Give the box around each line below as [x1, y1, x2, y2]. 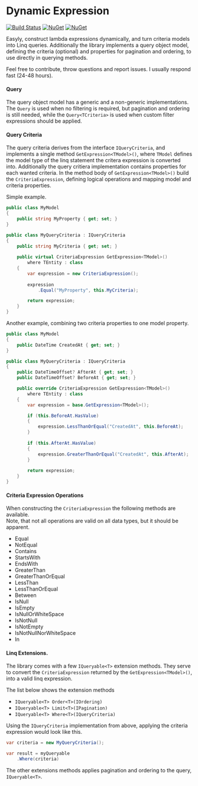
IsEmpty [14, 604, 35, 611]
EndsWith [14, 560, 38, 567]
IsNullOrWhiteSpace [14, 611, 64, 618]
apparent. [6, 524, 30, 531]
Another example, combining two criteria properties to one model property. [6, 320, 189, 327]
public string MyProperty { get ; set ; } [17, 216, 118, 222]
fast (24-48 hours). [6, 72, 53, 79]
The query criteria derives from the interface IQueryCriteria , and [6, 144, 165, 152]
